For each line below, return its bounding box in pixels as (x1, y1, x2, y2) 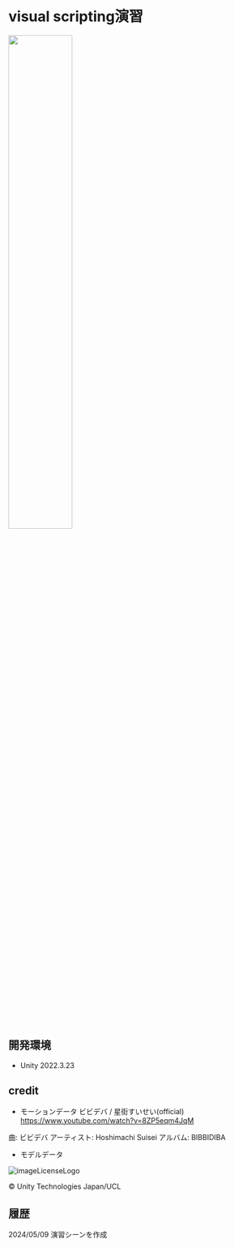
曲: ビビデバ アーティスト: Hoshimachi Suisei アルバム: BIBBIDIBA (8, 1132, 226, 1142)
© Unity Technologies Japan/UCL (8, 1181, 121, 1191)
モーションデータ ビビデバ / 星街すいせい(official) (19, 1106, 185, 1116)
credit (8, 1084, 39, 1098)
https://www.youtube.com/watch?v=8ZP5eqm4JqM (19, 1115, 194, 1126)
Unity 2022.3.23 (19, 1060, 75, 1070)
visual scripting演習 (8, 7, 143, 26)
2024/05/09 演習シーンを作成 (8, 1230, 108, 1240)
